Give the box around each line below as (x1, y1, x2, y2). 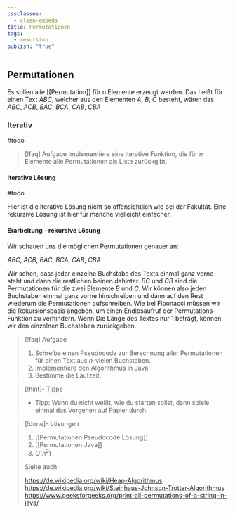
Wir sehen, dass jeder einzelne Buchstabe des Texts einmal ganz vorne (7, 269, 214, 278)
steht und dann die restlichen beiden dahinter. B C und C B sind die (7, 276, 198, 285)
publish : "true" (7, 43, 55, 50)
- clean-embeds (13, 17, 58, 24)
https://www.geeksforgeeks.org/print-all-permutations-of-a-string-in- (24, 491, 228, 500)
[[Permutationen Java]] (34, 440, 102, 449)
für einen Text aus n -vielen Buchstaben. (34, 356, 151, 364)
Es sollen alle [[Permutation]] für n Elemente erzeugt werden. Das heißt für (7, 87, 223, 96)
